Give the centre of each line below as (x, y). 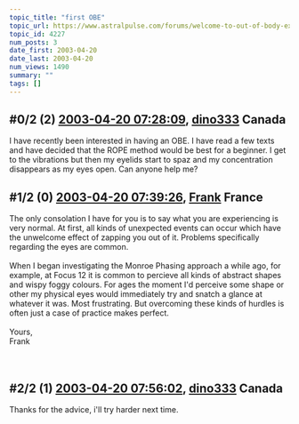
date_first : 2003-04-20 (53, 51)
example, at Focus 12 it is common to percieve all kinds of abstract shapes (145, 276)
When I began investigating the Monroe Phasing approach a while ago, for (145, 266)
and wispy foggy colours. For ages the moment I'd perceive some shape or (147, 284)
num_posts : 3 (33, 42)
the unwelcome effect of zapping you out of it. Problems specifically (134, 237)
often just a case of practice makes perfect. (89, 313)
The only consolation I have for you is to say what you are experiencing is (144, 219)
